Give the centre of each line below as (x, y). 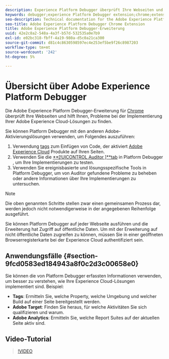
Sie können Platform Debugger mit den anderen (55, 131)
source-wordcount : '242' (31, 52)
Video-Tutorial (28, 339)
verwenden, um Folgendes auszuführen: (93, 137)
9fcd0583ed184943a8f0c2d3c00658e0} (72, 263)
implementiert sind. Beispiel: (34, 287)
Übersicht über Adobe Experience (78, 86)
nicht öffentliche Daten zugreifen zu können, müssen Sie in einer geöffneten (84, 234)
